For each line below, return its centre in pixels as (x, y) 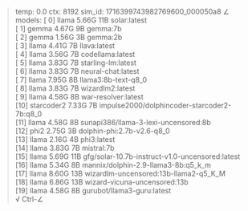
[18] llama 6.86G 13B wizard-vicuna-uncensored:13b (102, 182)
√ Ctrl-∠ (29, 199)
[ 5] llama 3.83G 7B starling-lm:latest (76, 63)
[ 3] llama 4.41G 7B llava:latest (65, 46)
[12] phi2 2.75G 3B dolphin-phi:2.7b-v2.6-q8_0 (92, 131)
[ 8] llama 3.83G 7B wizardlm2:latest (75, 88)
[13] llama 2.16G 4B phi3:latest (65, 139)
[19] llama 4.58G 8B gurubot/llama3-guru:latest (93, 191)
